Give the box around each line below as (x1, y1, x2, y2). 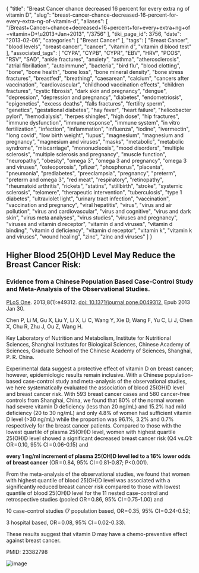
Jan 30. (6, 305, 25, 312)
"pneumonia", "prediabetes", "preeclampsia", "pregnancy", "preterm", (6, 170, 177, 176)
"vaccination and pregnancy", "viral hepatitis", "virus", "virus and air (6, 202, 172, 208)
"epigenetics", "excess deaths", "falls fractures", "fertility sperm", (6, 100, 166, 107)
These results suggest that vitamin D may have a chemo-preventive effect (6, 530, 188, 537)
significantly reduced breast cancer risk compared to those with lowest (6, 483, 181, 490)
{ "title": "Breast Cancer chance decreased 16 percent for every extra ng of (6, 5, 190, 12)
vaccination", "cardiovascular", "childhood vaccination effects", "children (6, 81, 185, 88)
